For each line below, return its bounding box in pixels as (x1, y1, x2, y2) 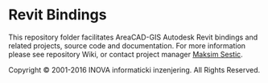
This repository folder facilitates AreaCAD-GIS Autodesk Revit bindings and (8, 32, 258, 42)
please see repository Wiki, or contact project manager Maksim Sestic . (8, 49, 243, 59)
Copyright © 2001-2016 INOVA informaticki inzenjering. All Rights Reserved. (8, 64, 261, 74)
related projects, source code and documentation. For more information (8, 40, 246, 50)
